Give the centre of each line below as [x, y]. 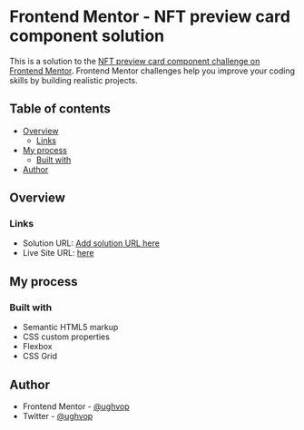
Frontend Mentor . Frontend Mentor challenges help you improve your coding [152, 71]
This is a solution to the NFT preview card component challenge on [135, 61]
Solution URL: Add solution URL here [91, 243]
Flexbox [37, 347]
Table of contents [60, 109]
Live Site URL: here [58, 253]
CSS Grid [39, 357]
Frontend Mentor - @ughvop [76, 406]
